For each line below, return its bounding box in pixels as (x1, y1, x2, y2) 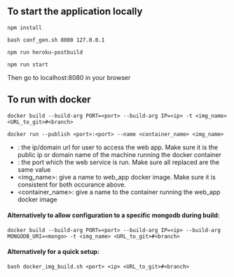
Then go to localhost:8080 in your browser (7, 73, 131, 81)
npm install (7, 24, 42, 31)
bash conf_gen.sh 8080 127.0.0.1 (7, 36, 105, 43)
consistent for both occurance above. (17, 180, 126, 189)
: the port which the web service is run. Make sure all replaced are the (17, 158, 219, 166)
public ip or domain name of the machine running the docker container (17, 150, 222, 158)
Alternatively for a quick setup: (7, 248, 100, 256)
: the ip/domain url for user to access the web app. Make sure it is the (17, 143, 219, 151)
